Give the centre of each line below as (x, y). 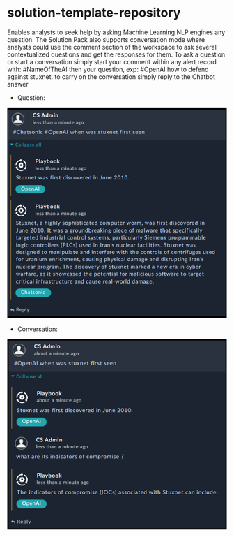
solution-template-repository (94, 13)
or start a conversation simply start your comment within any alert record (112, 61)
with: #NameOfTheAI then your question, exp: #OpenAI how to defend (108, 69)
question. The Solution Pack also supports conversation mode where (106, 39)
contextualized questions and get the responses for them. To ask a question (116, 54)
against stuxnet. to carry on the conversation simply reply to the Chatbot (111, 76)
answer (18, 84)
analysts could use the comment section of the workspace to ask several (112, 47)
